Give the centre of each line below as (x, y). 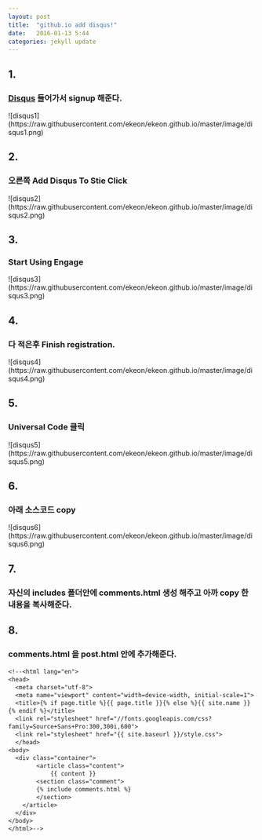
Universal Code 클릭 (46, 427)
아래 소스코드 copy (42, 510)
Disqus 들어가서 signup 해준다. (65, 98)
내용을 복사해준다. (40, 604)
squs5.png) (27, 461)
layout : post (29, 16)
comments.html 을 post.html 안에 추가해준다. (93, 654)
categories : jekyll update (52, 42)
